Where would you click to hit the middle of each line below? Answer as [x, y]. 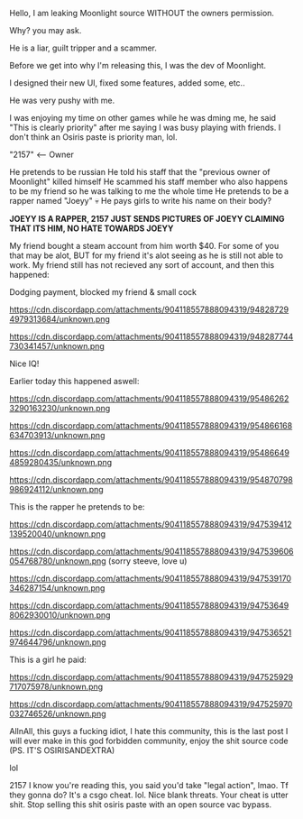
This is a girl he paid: [48, 659]
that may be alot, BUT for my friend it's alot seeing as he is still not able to [147, 255]
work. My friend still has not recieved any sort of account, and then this [142, 265]
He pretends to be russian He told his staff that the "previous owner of [140, 172]
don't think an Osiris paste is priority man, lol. [93, 137]
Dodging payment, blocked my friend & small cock [103, 292]
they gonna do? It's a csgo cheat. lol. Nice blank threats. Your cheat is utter [149, 795]
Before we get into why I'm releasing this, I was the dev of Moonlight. [138, 65]
